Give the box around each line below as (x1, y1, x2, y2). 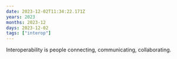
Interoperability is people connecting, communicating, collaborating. (6, 46, 172, 53)
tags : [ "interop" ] (6, 30, 51, 36)
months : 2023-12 (6, 19, 46, 25)
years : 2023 (6, 14, 35, 20)
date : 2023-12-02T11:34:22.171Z (6, 8, 85, 15)
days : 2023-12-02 (6, 25, 49, 31)
